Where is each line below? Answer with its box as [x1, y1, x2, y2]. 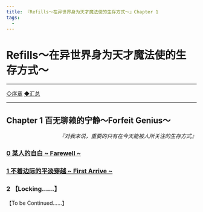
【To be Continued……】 [6, 199, 68, 207]
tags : [6, 15, 20, 21]
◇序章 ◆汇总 [6, 90, 40, 98]
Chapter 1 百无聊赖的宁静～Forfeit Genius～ [6, 115, 171, 125]
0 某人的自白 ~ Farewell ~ [6, 149, 82, 157]
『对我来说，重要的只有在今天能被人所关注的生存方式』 [59, 133, 197, 140]
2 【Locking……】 [6, 184, 61, 193]
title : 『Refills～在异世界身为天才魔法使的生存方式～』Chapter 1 [6, 8, 159, 15]
